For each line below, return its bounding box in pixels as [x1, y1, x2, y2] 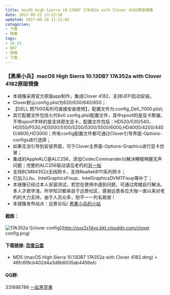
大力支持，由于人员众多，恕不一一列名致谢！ [21, 194, 116, 200]
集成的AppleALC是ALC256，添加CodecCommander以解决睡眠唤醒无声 [12, 156, 162, 162]
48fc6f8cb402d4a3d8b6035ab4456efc [12, 260, 97, 266]
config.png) [5, 230, 30, 236]
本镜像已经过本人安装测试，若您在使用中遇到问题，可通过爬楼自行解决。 [12, 181, 165, 187]
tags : [5, 36, 17, 41]
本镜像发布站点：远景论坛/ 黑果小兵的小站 [12, 200, 101, 207]
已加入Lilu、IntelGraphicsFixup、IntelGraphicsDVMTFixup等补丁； [12, 175, 153, 181]
